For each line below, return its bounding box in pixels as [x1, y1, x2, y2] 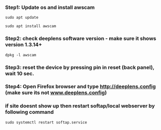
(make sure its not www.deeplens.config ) [5, 89, 107, 96]
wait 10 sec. [5, 70, 35, 77]
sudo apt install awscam [5, 24, 56, 29]
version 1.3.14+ [5, 41, 42, 48]
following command [5, 109, 54, 116]
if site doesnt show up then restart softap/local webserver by [5, 102, 155, 109]
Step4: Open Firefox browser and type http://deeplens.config [5, 83, 156, 90]
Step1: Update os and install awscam [5, 4, 95, 11]
